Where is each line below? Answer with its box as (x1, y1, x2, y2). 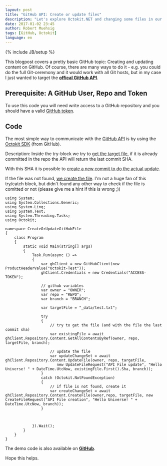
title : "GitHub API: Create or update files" (5, 12, 101, 17)
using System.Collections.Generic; (5, 200, 79, 205)
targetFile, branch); (5, 340, 50, 345)
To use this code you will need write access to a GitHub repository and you (5, 102, 160, 108)
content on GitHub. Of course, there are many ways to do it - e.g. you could (5, 64, 161, 70)
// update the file (49, 349, 91, 354)
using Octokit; (5, 217, 37, 223)
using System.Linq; (5, 204, 46, 209)
